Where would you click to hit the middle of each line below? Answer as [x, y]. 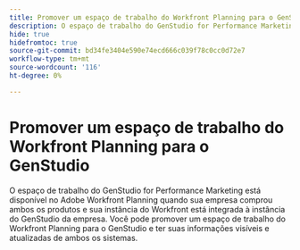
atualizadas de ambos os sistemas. [74, 237]
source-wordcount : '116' [55, 68]
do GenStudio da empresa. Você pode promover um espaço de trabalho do [147, 219]
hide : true [29, 34]
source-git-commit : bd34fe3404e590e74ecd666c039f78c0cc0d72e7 [127, 51]
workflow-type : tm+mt [50, 59]
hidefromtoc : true [43, 42]
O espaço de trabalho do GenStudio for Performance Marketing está [135, 190]
